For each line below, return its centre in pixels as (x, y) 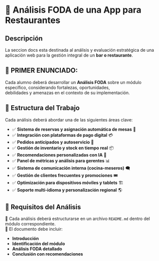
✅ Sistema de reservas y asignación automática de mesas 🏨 (74, 129)
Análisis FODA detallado (37, 249)
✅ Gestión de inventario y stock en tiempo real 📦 (63, 148)
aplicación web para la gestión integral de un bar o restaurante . (69, 55)
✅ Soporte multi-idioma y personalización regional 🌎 (67, 190)
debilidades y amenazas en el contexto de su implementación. (67, 93)
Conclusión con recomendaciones (48, 254)
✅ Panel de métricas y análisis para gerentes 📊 (61, 161)
